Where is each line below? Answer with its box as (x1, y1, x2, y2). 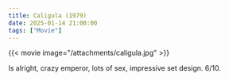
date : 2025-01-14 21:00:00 (8, 19, 98, 27)
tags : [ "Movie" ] (8, 26, 62, 34)
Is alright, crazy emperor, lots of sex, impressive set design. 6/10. (8, 64, 221, 73)
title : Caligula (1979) (8, 11, 87, 20)
